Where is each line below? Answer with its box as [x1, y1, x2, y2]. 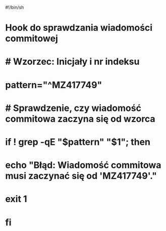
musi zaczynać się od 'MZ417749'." [5, 170, 157, 182]
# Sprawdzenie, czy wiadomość [5, 102, 141, 113]
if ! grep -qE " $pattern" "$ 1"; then [5, 136, 150, 147]
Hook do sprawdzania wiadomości [5, 22, 153, 33]
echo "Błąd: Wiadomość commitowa [5, 160, 161, 171]
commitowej [5, 33, 58, 45]
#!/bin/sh [5, 5, 24, 10]
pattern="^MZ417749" [5, 79, 102, 91]
